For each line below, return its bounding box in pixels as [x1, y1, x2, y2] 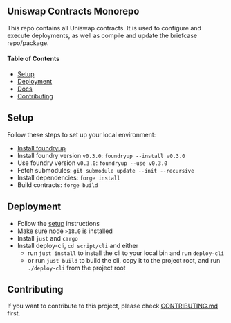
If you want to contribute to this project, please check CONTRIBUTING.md [7, 302, 219, 311]
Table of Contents [7, 55, 60, 63]
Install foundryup [17, 143, 66, 152]
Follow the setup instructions [17, 219, 100, 227]
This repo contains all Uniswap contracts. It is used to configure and [7, 24, 202, 32]
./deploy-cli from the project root [27, 263, 126, 272]
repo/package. [7, 38, 50, 47]
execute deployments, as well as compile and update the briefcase [7, 31, 198, 40]
